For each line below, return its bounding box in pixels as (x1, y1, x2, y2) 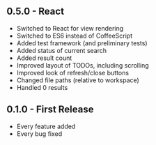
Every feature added (16, 122, 76, 130)
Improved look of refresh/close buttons (16, 68, 130, 77)
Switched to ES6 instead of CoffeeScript (16, 31, 133, 40)
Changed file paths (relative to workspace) (16, 76, 140, 84)
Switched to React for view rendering (16, 24, 124, 32)
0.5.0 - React (6, 6, 64, 17)
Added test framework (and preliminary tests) (16, 38, 148, 47)
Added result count (16, 54, 72, 62)
